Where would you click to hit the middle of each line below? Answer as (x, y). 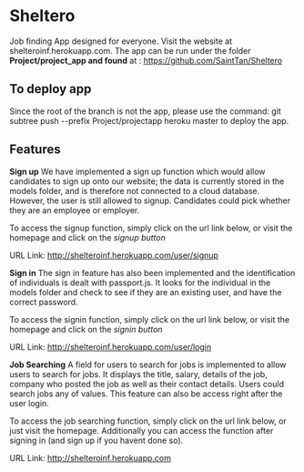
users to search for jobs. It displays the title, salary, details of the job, (139, 374)
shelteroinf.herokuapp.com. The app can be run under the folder (131, 50)
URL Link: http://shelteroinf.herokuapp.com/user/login (111, 346)
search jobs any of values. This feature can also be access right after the (146, 394)
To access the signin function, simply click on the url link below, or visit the (149, 319)
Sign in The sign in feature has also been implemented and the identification (152, 272)
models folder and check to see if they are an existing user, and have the (146, 292)
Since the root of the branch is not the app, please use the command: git (146, 111)
